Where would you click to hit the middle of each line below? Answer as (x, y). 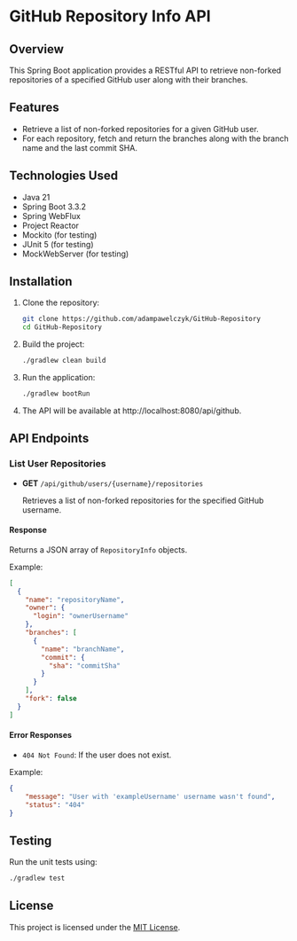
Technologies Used (63, 176)
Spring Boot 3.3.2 (54, 207)
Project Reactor (51, 225)
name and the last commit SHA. (79, 147)
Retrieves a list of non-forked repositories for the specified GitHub (143, 500)
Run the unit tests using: (53, 862)
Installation (41, 282)
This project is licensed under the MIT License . (95, 927)
